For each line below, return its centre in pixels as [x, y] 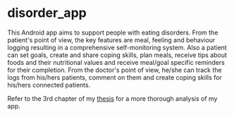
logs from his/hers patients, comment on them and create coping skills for [115, 77]
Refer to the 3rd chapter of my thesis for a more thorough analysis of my [112, 98]
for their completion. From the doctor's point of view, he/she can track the [115, 70]
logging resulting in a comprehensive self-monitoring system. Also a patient [117, 47]
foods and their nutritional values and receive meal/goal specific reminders [116, 62]
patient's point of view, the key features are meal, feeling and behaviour [111, 39]
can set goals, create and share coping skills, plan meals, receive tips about [117, 55]
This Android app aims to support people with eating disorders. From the [113, 32]
